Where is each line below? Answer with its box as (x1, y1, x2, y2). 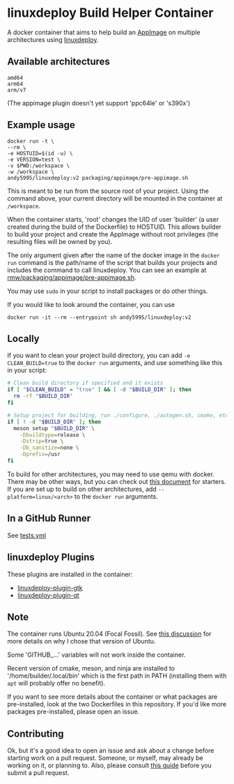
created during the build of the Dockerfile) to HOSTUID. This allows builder (7, 222, 221, 231)
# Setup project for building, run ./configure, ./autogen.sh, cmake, (7, 411, 217, 419)
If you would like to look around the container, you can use (7, 300, 175, 308)
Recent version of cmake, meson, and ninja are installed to (7, 664, 175, 673)
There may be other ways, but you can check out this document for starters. (7, 477, 226, 485)
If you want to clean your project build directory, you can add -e (7, 351, 190, 359)
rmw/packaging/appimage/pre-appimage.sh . (7, 273, 136, 281)
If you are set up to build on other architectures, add (7, 485, 157, 493)
